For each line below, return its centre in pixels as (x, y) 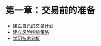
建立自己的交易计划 (33, 26)
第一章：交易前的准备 (50, 10)
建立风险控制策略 (31, 32)
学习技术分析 (26, 38)
